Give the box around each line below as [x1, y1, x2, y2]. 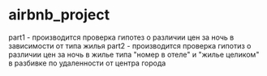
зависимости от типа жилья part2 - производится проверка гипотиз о [8, 40, 252, 50]
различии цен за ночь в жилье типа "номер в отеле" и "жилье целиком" [8, 49, 260, 59]
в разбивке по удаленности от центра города [8, 58, 166, 68]
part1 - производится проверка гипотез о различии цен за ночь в [8, 32, 235, 42]
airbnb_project [8, 6, 110, 24]
